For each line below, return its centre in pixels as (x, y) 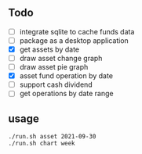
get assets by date (49, 49)
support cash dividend (56, 84)
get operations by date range (66, 94)
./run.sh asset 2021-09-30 (52, 137)
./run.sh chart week (42, 144)
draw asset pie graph (54, 67)
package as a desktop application (74, 40)
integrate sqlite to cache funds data (77, 31)
